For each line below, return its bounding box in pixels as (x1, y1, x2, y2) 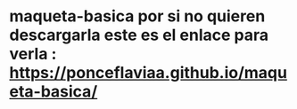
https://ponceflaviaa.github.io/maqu (9, 63, 288, 83)
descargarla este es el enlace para (9, 25, 269, 45)
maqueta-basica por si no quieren (9, 6, 266, 27)
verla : (9, 44, 57, 64)
